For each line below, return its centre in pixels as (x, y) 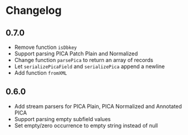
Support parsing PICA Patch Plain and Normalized (76, 54)
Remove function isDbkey (46, 47)
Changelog (34, 11)
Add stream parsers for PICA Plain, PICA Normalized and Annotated (98, 106)
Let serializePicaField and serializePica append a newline (89, 66)
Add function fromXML (41, 73)
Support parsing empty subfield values (62, 119)
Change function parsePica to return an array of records (84, 60)
